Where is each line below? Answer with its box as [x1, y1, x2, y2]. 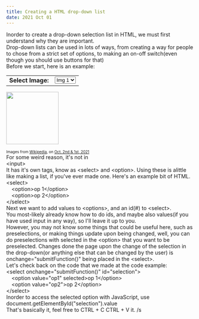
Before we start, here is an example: [6, 62, 96, 69]
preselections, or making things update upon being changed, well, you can [6, 230, 190, 237]
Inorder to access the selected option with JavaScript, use [6, 293, 150, 300]
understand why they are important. [6, 37, 94, 44]
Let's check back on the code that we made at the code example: [6, 262, 167, 269]
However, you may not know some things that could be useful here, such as [6, 223, 193, 230]
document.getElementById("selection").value [6, 300, 118, 307]
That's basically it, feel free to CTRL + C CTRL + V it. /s [6, 306, 142, 313]
